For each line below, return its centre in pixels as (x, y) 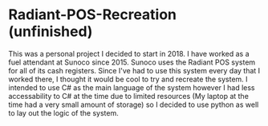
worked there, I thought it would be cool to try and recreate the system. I (128, 79)
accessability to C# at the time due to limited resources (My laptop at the (128, 96)
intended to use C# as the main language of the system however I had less (132, 87)
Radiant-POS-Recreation (93, 15)
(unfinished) (51, 31)
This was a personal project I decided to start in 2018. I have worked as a (129, 53)
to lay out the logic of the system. (63, 112)
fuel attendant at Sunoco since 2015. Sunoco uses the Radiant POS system (132, 62)
